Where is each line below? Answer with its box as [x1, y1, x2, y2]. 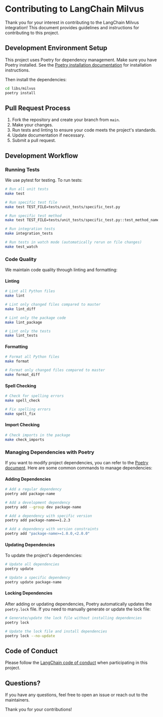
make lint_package [5, 320, 42, 325]
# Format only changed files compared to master [5, 368, 105, 373]
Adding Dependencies [5, 476, 51, 482]
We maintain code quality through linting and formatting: [5, 267, 118, 273]
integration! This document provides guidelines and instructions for [5, 24, 139, 30]
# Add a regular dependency [5, 487, 62, 492]
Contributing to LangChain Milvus [5, 3, 144, 15]
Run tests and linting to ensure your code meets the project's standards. [12, 127, 157, 133]
